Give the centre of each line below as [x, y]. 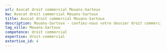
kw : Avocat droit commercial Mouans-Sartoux [52, 14]
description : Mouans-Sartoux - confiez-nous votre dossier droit [74, 23]
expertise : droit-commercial [35, 37]
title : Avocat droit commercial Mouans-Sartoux [55, 18]
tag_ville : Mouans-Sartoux [33, 28]
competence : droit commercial [36, 32]
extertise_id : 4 [22, 41]
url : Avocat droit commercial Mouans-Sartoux [53, 9]
